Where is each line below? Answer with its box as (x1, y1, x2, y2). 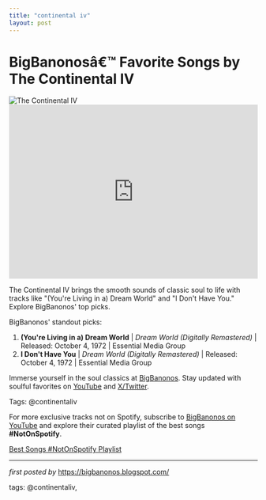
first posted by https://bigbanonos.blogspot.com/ (9, 468, 170, 477)
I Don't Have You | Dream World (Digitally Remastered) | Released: (20, 350, 238, 359)
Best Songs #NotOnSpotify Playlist (9, 445, 122, 454)
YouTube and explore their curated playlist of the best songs (9, 421, 205, 430)
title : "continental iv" (9, 11, 91, 20)
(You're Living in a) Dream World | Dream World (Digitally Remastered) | (20, 333, 257, 343)
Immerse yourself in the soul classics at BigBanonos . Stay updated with (9, 373, 242, 383)
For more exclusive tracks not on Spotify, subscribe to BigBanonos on (9, 412, 236, 422)
